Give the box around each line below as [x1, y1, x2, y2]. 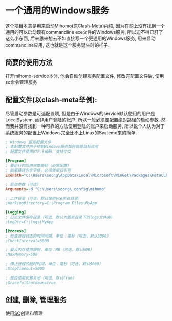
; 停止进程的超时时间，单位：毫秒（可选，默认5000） [5, 262, 103, 267]
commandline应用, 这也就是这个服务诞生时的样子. [5, 41, 110, 48]
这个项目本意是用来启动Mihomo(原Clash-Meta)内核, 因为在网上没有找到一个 [5, 23, 165, 29]
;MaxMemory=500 [5, 252, 38, 258]
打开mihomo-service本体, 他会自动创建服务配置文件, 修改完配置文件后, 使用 [5, 73, 164, 79]
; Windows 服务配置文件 [5, 139, 51, 145]
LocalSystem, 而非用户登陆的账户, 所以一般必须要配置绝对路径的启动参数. [5, 116, 160, 123]
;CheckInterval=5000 [5, 238, 50, 243]
